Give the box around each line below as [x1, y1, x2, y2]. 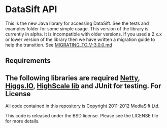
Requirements [5, 57, 51, 65]
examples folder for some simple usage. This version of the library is [5, 25, 149, 31]
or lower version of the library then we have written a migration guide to [5, 36, 155, 42]
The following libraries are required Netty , [5, 73, 141, 82]
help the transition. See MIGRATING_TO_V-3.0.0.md [5, 41, 113, 48]
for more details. [5, 118, 40, 124]
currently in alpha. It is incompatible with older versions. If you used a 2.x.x [5, 31, 162, 37]
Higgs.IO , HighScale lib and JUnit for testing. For [5, 81, 161, 90]
